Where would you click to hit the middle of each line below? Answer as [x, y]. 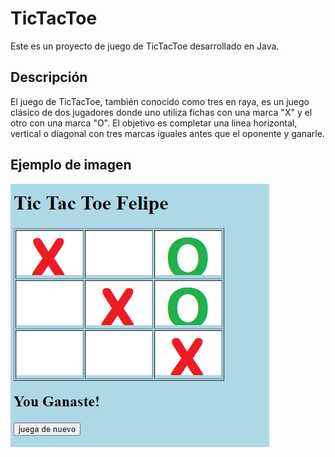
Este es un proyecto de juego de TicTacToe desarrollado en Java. [145, 46]
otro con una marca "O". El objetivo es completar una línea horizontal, [154, 123]
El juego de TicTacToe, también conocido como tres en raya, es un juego [160, 101]
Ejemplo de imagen [71, 165]
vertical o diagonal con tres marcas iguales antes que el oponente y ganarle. [167, 133]
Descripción [49, 77]
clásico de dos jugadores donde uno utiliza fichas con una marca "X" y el [161, 112]
